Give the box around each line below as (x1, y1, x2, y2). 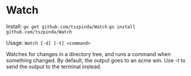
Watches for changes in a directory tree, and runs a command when (6, 50, 171, 57)
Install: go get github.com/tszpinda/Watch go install (6, 23, 136, 30)
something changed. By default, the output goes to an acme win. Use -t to (6, 57, 186, 64)
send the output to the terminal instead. (6, 63, 102, 70)
